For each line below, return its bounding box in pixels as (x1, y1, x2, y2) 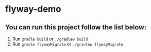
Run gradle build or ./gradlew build (12, 36, 88, 42)
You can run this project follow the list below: (5, 23, 147, 31)
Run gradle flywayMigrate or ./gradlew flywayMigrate (12, 41, 123, 47)
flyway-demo (5, 3, 62, 15)
